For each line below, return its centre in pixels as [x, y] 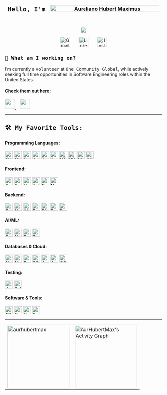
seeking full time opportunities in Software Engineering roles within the [78, 74]
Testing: [14, 272]
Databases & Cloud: [26, 246]
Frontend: [16, 169]
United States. [20, 79]
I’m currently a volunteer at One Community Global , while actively [77, 69]
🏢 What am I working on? [41, 58]
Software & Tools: [24, 298]
